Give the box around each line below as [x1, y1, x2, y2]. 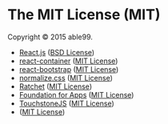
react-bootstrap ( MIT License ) [18, 64, 119, 74]
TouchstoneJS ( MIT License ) [18, 98, 114, 108]
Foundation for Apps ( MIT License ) [18, 90, 134, 99]
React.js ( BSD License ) [18, 47, 95, 57]
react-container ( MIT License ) [18, 56, 118, 66]
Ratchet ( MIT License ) [18, 82, 93, 91]
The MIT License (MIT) [7, 6, 161, 24]
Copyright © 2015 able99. [7, 32, 94, 42]
